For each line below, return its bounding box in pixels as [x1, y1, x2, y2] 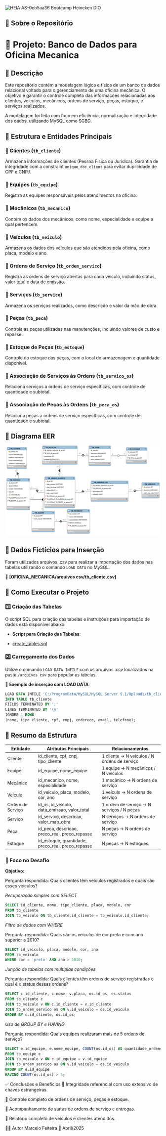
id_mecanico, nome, [38, 777, 79, 783]
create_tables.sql [12, 641, 47, 647]
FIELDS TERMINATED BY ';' [5, 702, 58, 707]
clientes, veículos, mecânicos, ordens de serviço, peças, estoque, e [5, 98, 143, 104]
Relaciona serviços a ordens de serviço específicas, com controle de [5, 384, 146, 390]
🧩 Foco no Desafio [5, 857, 49, 864]
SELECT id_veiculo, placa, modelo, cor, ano [5, 947, 98, 952]
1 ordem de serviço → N [101, 801, 152, 807]
